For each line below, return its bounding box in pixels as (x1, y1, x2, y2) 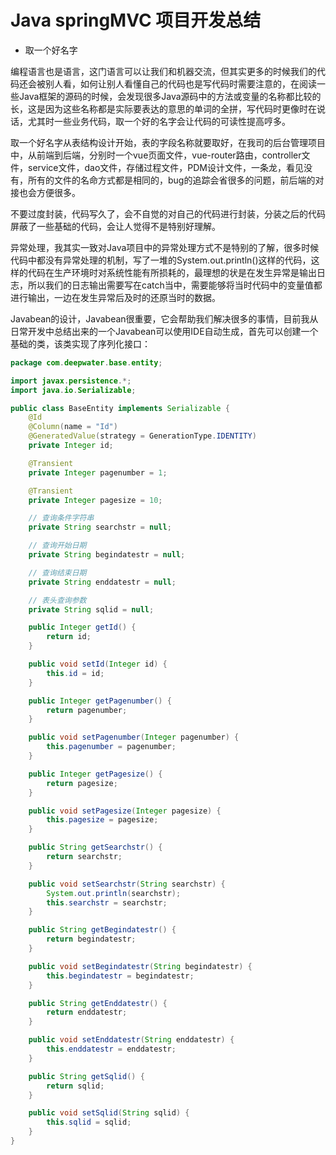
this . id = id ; (46, 668, 105, 678)
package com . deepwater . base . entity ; (10, 357, 163, 368)
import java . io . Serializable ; (10, 385, 137, 395)
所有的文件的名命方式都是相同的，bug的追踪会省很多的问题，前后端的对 (27, 174, 325, 186)
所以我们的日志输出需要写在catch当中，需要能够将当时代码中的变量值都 (27, 279, 323, 291)
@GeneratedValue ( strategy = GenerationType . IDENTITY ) (28, 431, 257, 441)
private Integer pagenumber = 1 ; (28, 467, 168, 478)
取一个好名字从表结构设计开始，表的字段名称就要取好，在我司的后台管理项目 (10, 136, 326, 148)
